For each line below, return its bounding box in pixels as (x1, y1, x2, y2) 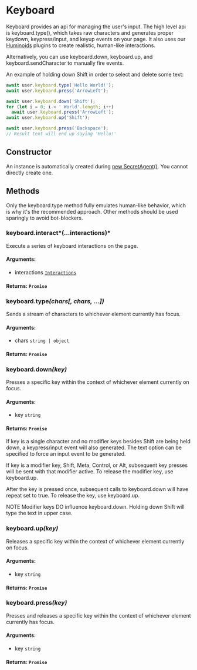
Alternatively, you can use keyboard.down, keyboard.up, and (6, 53, 153, 60)
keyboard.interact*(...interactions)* (6, 229, 111, 237)
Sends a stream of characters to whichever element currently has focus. (6, 310, 181, 317)
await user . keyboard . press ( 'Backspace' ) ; (6, 125, 109, 131)
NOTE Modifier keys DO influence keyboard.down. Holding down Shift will (6, 503, 185, 510)
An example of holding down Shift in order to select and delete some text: (6, 71, 184, 78)
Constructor (6, 147, 52, 157)
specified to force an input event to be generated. (6, 450, 126, 457)
